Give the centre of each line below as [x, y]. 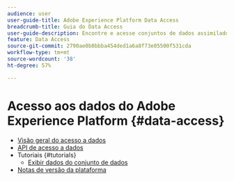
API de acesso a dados [50, 148]
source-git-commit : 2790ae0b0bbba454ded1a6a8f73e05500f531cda [99, 46]
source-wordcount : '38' [42, 59]
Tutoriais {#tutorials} [47, 155]
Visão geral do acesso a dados [62, 140]
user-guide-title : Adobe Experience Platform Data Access [93, 20]
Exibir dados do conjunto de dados [78, 162]
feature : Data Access [39, 40]
